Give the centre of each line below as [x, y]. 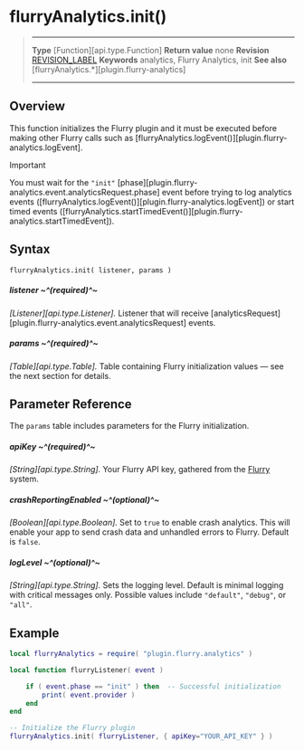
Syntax [30, 249]
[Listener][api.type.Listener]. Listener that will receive [109, 313]
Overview [38, 106]
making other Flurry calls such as [71, 138]
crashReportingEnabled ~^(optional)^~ [85, 499]
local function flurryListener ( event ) [87, 670]
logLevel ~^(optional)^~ [55, 562]
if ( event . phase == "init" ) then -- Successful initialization [153, 686]
